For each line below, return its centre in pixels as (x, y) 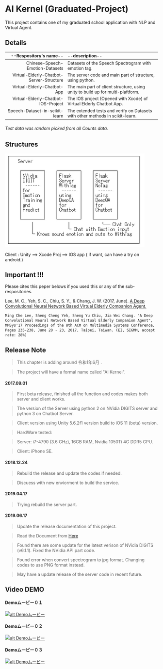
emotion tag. (80, 68)
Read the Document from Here (48, 536)
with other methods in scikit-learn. (102, 116)
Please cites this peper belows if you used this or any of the (65, 286)
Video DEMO (25, 590)
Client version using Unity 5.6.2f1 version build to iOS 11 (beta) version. (87, 423)
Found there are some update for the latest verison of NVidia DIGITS (85, 545)
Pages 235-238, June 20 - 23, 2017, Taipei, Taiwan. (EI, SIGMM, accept (80, 330)
